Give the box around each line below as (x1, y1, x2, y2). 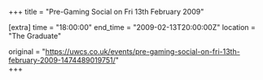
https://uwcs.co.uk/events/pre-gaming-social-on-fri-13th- (45, 47, 240, 56)
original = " (8, 47, 46, 56)
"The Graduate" (8, 32, 62, 40)
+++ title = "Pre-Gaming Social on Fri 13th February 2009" (8, 7, 204, 16)
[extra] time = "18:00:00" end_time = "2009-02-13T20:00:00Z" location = (8, 23, 256, 32)
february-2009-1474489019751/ (8, 56, 116, 65)
